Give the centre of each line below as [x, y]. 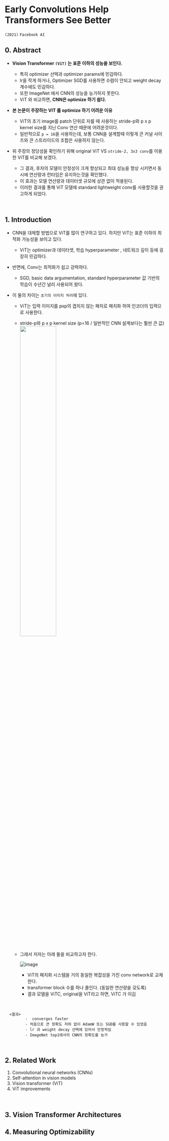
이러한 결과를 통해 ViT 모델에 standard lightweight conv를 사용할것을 [89, 187]
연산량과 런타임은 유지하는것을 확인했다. [69, 175]
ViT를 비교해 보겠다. [37, 157]
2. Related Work [30, 1060]
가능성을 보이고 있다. [42, 239]
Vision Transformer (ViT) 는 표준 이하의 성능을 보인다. [67, 63]
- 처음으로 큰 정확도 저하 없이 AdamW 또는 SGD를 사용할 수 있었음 [86, 1024]
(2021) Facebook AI [25, 35]
